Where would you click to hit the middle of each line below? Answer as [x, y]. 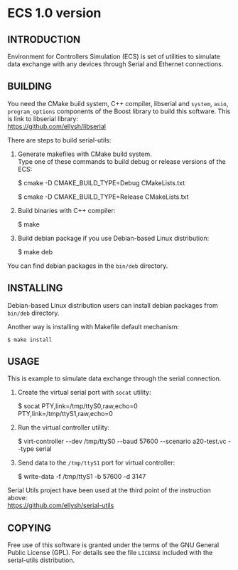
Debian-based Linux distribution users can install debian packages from [113, 305]
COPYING [29, 528]
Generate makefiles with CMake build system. [85, 154]
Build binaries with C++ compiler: [66, 210]
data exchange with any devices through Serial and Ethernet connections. [115, 64]
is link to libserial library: [43, 118]
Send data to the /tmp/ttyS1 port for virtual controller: [96, 463]
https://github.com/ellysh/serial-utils [61, 506]
